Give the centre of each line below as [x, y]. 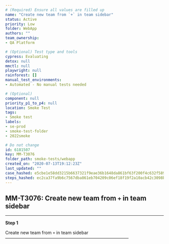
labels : [13, 122]
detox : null [18, 61]
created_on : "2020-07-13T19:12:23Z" [44, 164]
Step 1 [12, 223]
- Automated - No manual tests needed [46, 85]
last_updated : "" [23, 168]
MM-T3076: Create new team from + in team [76, 198]
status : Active [21, 19]
